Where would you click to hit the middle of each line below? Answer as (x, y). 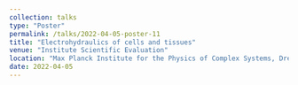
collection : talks (43, 17)
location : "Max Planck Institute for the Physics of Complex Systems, (142, 58)
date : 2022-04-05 (41, 67)
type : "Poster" (37, 26)
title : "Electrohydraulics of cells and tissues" (103, 42)
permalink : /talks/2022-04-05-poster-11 (85, 34)
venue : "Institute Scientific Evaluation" (89, 50)
